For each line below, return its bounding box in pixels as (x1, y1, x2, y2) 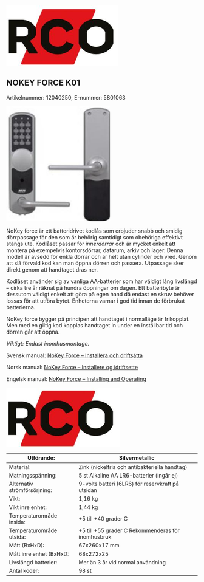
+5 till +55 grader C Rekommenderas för (78, 527, 180, 534)
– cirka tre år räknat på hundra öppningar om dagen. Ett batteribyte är (6, 284, 180, 291)
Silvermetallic (119, 454, 155, 462)
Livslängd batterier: (8, 558, 58, 566)
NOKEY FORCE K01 (6, 78, 81, 88)
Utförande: (27, 454, 55, 462)
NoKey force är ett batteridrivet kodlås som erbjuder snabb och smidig (6, 227, 183, 235)
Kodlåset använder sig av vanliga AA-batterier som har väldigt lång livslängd (6, 278, 197, 285)
